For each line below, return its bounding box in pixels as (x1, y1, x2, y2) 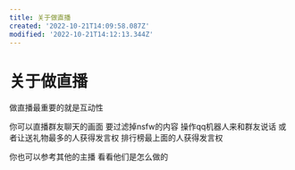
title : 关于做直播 (9, 13, 72, 22)
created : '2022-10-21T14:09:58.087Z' (9, 21, 150, 30)
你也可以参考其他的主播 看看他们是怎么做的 (9, 151, 168, 162)
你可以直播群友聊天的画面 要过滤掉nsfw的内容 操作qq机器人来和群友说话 (9, 122, 277, 132)
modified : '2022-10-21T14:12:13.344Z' (9, 30, 154, 38)
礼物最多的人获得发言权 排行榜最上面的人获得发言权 (32, 132, 223, 143)
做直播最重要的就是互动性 (9, 102, 104, 113)
